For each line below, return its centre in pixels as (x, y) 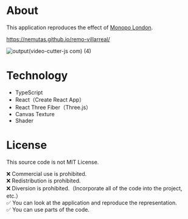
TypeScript (29, 92)
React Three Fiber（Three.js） (53, 107)
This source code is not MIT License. (53, 162)
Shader (24, 120)
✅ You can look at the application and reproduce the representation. (92, 203)
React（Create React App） (50, 99)
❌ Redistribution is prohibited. (44, 181)
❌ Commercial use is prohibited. (47, 173)
